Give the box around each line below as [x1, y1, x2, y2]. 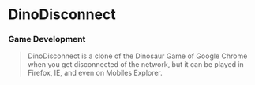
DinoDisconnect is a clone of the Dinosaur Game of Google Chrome [27, 51, 248, 61]
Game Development [8, 34, 86, 45]
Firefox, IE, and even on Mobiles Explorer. [27, 68, 163, 78]
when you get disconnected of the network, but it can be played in [27, 60, 245, 69]
